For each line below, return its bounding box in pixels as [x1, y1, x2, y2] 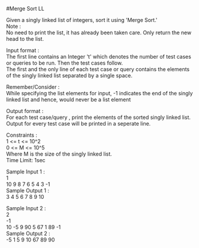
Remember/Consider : [6, 83, 60, 91]
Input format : [6, 47, 40, 54]
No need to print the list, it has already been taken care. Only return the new [6, 29, 191, 36]
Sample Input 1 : [6, 168, 46, 175]
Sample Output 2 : [6, 230, 50, 237]
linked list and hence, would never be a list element [6, 96, 131, 103]
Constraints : [6, 131, 37, 139]
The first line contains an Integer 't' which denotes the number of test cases [6, 53, 191, 60]
